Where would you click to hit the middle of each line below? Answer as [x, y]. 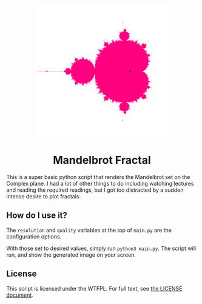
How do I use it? [37, 216]
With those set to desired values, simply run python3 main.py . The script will [101, 248]
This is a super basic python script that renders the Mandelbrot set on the [98, 177]
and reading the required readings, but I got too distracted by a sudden [95, 190]
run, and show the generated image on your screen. [71, 255]
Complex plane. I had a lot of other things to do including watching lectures [100, 183]
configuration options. [34, 236]
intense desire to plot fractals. [43, 196]
